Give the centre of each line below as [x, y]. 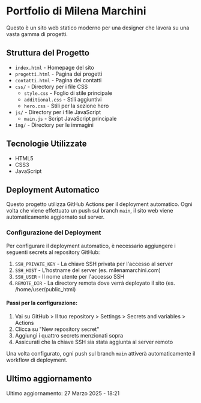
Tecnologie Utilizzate [46, 144]
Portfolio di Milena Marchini [76, 11]
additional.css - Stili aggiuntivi [63, 99]
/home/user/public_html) [45, 289]
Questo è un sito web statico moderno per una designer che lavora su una [98, 28]
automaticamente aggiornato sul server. [55, 217]
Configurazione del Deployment [54, 232]
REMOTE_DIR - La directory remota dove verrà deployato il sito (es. [95, 283]
